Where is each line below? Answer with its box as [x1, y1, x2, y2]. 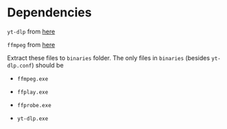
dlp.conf [7, 62, 32, 69]
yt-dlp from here [7, 27, 56, 35]
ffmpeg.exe [16, 75, 49, 83]
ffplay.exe [16, 89, 49, 96]
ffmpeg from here [7, 40, 56, 48]
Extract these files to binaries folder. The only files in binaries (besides [7, 53, 211, 62]
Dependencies [7, 5, 92, 20]
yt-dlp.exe [16, 115, 49, 122]
